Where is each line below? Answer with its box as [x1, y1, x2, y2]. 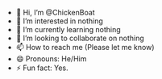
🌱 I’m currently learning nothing [15, 25, 121, 34]
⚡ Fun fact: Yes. [15, 63, 69, 73]
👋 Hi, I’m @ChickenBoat [15, 8, 95, 17]
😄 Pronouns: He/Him [15, 54, 87, 64]
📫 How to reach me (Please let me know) [15, 43, 155, 52]
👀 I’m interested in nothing [15, 16, 103, 26]
